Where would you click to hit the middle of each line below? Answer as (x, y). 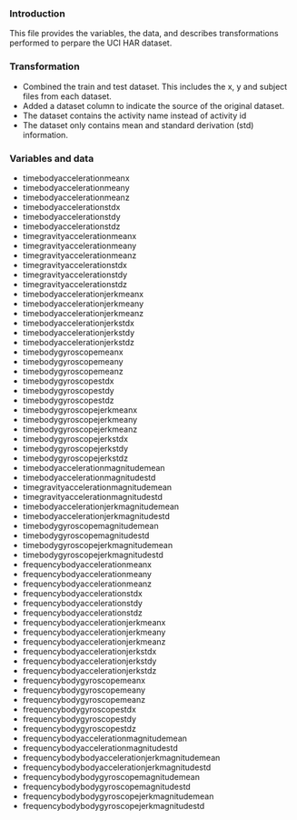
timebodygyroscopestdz (68, 400)
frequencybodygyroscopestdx (79, 709)
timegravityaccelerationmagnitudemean (97, 487)
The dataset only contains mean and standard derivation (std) (138, 125)
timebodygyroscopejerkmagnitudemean (98, 545)
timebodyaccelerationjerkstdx (78, 323)
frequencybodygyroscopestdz (79, 728)
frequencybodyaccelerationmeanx (87, 564)
